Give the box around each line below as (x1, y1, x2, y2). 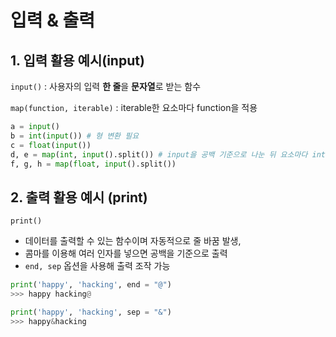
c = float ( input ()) (10, 140, 92, 150)
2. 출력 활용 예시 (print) (10, 189, 148, 206)
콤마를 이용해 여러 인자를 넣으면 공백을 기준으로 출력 (24, 247, 228, 260)
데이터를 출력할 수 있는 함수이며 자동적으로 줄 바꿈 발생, (24, 235, 242, 247)
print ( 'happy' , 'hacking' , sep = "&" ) (10, 307, 172, 317)
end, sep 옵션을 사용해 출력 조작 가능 (24, 260, 171, 272)
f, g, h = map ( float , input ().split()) (10, 159, 177, 169)
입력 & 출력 (10, 9, 96, 32)
